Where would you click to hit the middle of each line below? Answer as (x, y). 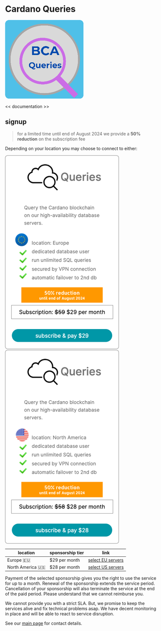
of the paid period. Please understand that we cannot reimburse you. (75, 594)
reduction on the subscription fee (51, 139)
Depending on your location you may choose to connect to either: (71, 148)
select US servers (106, 567)
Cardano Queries (40, 9)
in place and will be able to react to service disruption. (60, 614)
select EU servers (106, 560)
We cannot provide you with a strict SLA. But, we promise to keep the (75, 604)
